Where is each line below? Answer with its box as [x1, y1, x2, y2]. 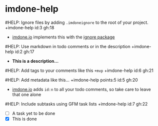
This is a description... [12, 58, 59, 64]
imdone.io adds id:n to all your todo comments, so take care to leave [12, 86, 151, 92]
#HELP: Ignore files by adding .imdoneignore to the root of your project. [5, 19, 149, 25]
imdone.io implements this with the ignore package [12, 34, 115, 40]
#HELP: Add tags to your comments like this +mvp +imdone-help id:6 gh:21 [5, 67, 154, 73]
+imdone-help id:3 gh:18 [5, 24, 55, 30]
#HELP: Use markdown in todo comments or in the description [5, 43, 131, 49]
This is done [12, 116, 37, 122]
